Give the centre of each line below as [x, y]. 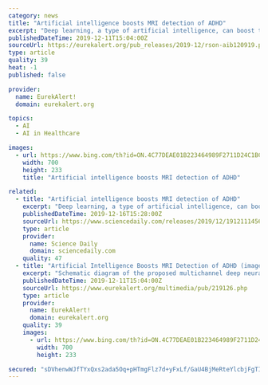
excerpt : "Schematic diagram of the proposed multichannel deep [132, 273]
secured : [23, 369]
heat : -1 [23, 68]
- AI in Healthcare [48, 134]
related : [23, 192]
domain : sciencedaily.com [72, 251]
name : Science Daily [63, 244]
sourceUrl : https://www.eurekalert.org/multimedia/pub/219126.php [135, 288]
